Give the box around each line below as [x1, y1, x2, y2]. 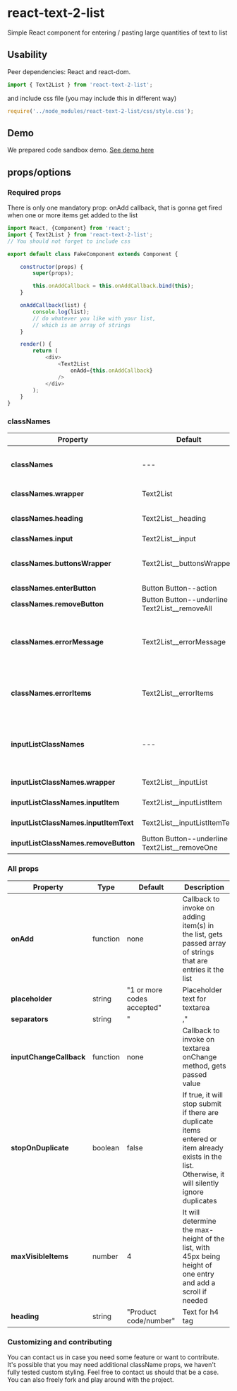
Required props [7, 187, 61, 197]
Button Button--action [142, 584, 217, 594]
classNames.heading [11, 514, 83, 524]
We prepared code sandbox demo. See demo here [7, 146, 154, 155]
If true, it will [182, 1090, 224, 1100]
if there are [182, 1107, 219, 1117]
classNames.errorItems [11, 688, 92, 698]
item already [182, 1143, 224, 1152]
